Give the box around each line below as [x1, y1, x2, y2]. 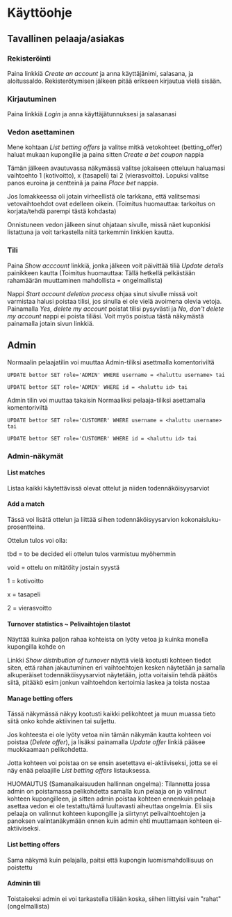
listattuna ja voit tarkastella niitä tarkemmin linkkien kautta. [7, 228, 174, 236]
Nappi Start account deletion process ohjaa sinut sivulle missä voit [7, 289, 198, 298]
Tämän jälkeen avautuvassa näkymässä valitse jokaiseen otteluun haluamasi [7, 164, 226, 172]
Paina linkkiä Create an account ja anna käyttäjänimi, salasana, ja [7, 69, 194, 77]
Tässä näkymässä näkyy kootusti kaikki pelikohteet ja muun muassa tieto [7, 709, 216, 718]
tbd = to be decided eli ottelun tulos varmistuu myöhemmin [7, 549, 176, 558]
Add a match [7, 500, 45, 508]
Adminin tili [7, 879, 41, 888]
